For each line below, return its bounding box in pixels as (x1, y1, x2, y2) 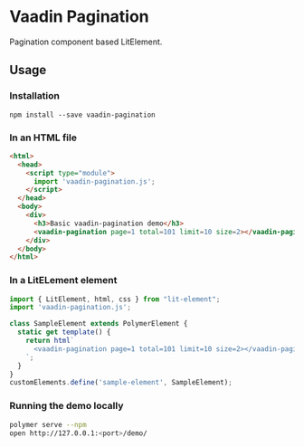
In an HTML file (9, 131, 77, 144)
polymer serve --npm (9, 420, 88, 429)
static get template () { (17, 328, 111, 337)
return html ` (25, 337, 75, 346)
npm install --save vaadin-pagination (9, 110, 156, 119)
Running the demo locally (9, 400, 124, 413)
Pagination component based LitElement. (9, 36, 163, 47)
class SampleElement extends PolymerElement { (9, 319, 188, 328)
